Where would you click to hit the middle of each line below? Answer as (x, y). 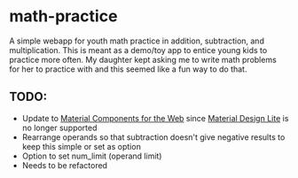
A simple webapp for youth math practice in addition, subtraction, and (137, 41)
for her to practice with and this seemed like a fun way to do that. (128, 69)
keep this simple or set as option (82, 146)
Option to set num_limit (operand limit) (92, 156)
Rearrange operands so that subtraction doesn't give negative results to (153, 137)
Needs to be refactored (65, 165)
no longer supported (59, 128)
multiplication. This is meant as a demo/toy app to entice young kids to (138, 50)
